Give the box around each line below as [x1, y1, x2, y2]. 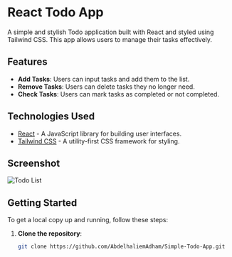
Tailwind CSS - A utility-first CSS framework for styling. [17, 136, 180, 146]
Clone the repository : [17, 229, 83, 238]
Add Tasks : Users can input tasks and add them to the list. [17, 75, 190, 83]
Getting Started [7, 197, 78, 209]
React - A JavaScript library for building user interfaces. [17, 129, 182, 138]
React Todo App [7, 4, 104, 21]
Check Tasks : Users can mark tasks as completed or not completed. [17, 89, 219, 98]
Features [7, 56, 48, 68]
